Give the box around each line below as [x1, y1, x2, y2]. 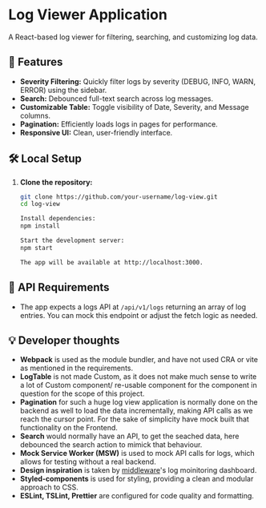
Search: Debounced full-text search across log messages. [19, 94, 214, 103]
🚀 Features [8, 55, 63, 69]
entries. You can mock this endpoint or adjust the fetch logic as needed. [19, 310, 258, 320]
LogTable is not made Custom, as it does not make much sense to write [19, 372, 257, 381]
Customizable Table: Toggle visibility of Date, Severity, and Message [19, 102, 250, 111]
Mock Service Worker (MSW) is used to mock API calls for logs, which [19, 449, 255, 458]
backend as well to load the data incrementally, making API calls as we [19, 406, 253, 416]
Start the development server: [19, 236, 125, 245]
